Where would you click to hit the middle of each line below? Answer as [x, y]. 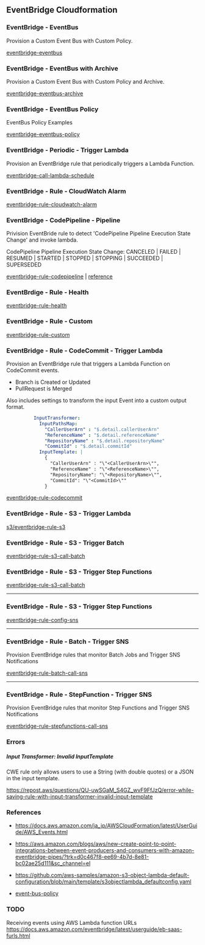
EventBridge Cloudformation [62, 10]
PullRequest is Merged [43, 389]
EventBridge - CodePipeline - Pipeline [63, 220]
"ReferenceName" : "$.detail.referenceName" [102, 435]
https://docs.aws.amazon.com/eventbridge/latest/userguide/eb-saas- [94, 929]
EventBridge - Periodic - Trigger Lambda [68, 150]
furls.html [18, 935]
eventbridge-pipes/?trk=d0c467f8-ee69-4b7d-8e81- [82, 857]
